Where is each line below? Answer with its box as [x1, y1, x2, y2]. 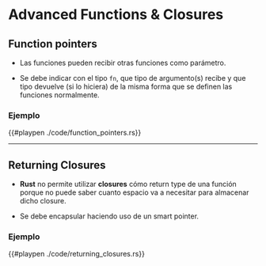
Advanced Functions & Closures [8, 6, 224, 24]
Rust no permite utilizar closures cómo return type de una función [19, 180, 237, 189]
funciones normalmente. [19, 90, 101, 100]
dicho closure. [19, 196, 67, 206]
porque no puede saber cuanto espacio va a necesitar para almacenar [19, 188, 249, 197]
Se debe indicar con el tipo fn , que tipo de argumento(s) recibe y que [19, 74, 246, 82]
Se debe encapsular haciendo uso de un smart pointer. [19, 211, 199, 221]
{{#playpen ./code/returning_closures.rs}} [8, 249, 145, 259]
